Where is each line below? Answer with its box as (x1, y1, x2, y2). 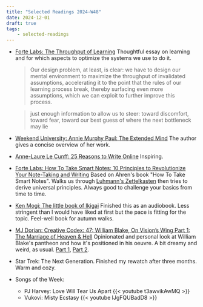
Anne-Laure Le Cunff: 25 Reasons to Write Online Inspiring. (15, 153, 164, 160)
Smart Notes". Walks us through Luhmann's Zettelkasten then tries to (15, 177, 188, 185)
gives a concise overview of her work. (15, 141, 111, 148)
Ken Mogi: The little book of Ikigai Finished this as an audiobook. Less (15, 202, 190, 210)
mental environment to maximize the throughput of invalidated (30, 73, 186, 80)
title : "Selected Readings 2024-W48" (6, 8, 102, 15)
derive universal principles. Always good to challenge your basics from (15, 184, 193, 191)
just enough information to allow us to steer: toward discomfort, (30, 110, 189, 117)
